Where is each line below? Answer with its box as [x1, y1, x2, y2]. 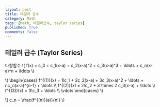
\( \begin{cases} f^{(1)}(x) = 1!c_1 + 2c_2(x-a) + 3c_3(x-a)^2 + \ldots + [5, 77, 144, 83]
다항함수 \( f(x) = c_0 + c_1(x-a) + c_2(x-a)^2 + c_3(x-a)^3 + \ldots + [5, 62, 139, 68]
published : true [5, 25, 38, 30]
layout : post [5, 7, 32, 12]
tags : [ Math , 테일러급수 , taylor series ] [5, 20, 85, 26]
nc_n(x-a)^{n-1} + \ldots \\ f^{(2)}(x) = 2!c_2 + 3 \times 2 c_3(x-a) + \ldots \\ [5, 82, 156, 88]
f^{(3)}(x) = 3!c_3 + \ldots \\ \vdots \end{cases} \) [5, 88, 103, 93]
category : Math [5, 16, 36, 21]
